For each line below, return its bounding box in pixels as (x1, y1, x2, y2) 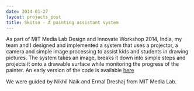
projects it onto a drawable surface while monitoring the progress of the (6, 60, 179, 68)
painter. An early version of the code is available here (6, 67, 134, 74)
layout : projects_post (6, 14, 61, 20)
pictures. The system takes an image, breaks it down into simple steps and (6, 54, 186, 62)
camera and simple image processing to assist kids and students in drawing (6, 48, 189, 55)
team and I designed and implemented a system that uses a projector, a (6, 42, 178, 49)
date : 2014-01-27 (6, 8, 49, 15)
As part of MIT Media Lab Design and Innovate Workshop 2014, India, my (6, 36, 182, 43)
